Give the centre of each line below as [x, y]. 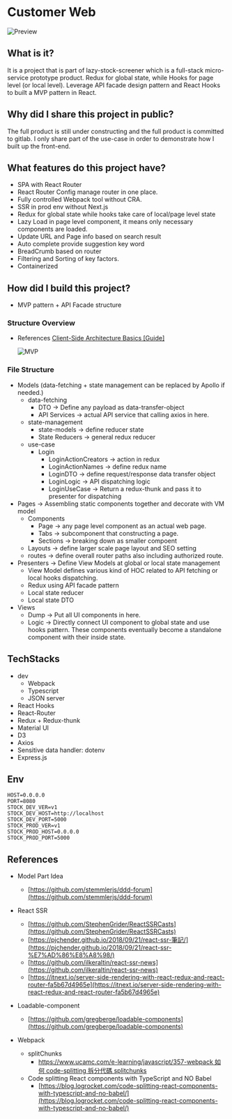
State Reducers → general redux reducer [97, 437]
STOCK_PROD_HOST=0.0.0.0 [43, 832]
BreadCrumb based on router [60, 251]
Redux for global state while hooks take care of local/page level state [116, 214]
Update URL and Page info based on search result [89, 236]
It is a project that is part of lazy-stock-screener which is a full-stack [106, 70]
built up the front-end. [39, 146]
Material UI [33, 728]
